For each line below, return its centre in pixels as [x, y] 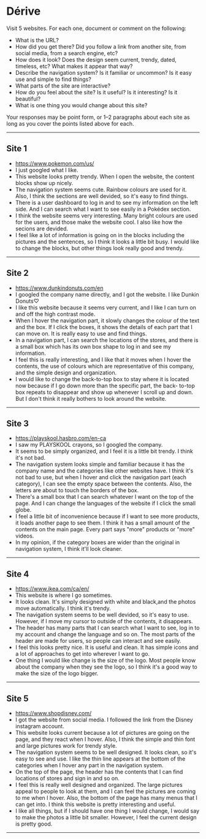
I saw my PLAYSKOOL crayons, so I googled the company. [89, 445]
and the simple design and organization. [66, 373]
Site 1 [17, 149]
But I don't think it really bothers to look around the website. [91, 398]
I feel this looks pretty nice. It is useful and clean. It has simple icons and [107, 647]
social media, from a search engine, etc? [67, 53]
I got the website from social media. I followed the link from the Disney [104, 719]
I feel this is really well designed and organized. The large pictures [99, 785]
